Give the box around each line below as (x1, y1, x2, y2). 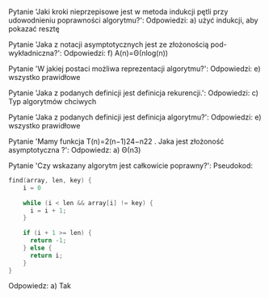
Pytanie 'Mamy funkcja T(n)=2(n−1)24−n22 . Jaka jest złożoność (8, 136, 225, 146)
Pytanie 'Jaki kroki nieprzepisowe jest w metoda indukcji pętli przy (8, 7, 229, 16)
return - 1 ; (29, 237, 67, 245)
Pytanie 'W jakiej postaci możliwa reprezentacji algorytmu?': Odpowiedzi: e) (8, 64, 261, 73)
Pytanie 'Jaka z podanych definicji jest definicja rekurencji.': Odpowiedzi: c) (8, 88, 258, 98)
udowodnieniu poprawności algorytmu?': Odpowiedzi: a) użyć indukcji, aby (8, 15, 258, 25)
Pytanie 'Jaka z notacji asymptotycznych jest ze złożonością (8, 40, 209, 49)
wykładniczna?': (8, 48, 62, 57)
